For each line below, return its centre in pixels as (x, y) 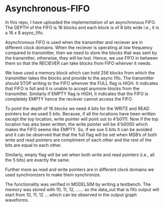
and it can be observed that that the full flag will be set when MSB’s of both (81, 135)
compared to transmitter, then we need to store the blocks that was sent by (81, 53)
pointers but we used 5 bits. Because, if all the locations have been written (81, 113)
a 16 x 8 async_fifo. (25, 33)
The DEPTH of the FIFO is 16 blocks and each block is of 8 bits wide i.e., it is (82, 27)
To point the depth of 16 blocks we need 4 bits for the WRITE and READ (77, 108)
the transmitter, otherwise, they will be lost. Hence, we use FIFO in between (82, 58)
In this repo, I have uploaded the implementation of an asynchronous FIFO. (81, 22)
